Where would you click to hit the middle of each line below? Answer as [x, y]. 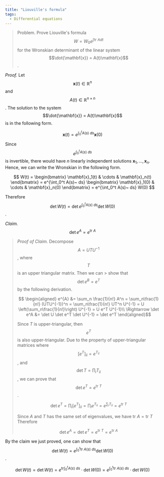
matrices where [33, 345]
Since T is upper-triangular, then [50, 324]
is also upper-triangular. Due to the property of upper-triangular [82, 340]
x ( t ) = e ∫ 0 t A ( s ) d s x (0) [82, 134]
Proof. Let [15, 75]
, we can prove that [37, 379]
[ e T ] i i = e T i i [89, 354]
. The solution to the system [33, 108]
